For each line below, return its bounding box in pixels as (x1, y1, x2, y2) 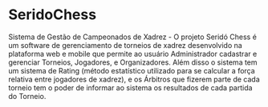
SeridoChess (8, 6, 97, 24)
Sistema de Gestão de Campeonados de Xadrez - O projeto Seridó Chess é (8, 32, 257, 42)
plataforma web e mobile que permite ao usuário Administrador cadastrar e (8, 49, 258, 58)
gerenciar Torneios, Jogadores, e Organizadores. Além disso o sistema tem (8, 57, 258, 67)
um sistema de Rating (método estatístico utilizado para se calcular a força (8, 65, 255, 75)
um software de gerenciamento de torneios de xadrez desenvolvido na (8, 40, 242, 50)
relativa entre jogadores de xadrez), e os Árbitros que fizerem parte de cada (8, 74, 261, 84)
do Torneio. (8, 91, 47, 101)
